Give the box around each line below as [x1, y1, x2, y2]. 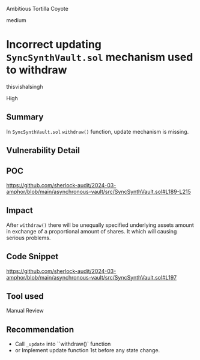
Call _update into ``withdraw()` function [14, 340, 111, 347]
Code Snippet [6, 251, 59, 262]
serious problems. [6, 234, 51, 241]
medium [6, 17, 26, 23]
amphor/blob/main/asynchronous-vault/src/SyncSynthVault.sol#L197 [6, 274, 177, 281]
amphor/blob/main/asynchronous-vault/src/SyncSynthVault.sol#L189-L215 [6, 188, 191, 195]
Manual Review [6, 307, 44, 314]
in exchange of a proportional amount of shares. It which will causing [6, 227, 177, 235]
